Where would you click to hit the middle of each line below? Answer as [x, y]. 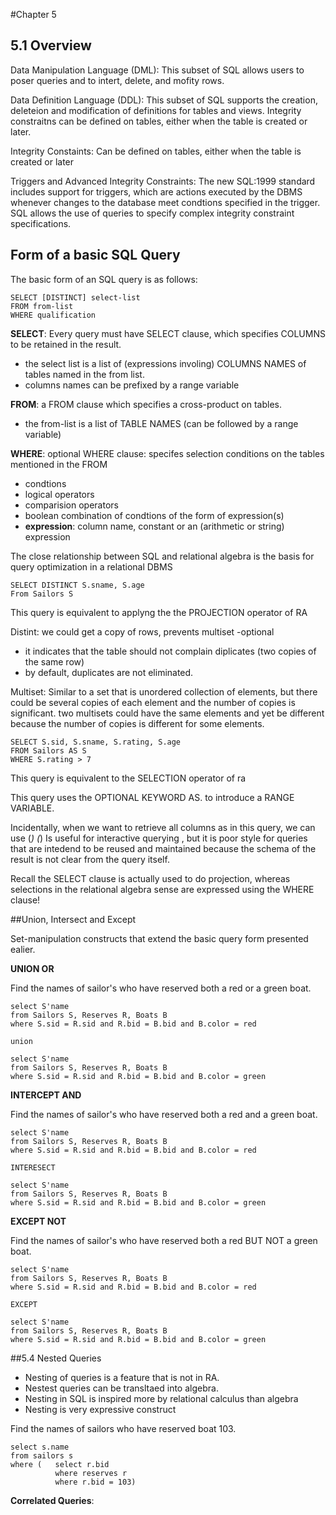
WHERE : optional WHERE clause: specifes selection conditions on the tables [167, 453]
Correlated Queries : [52, 1500]
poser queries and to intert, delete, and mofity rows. [117, 80]
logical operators [59, 494]
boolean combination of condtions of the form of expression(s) [154, 515]
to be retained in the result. [66, 344]
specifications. [41, 223]
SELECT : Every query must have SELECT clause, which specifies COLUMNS [168, 333]
